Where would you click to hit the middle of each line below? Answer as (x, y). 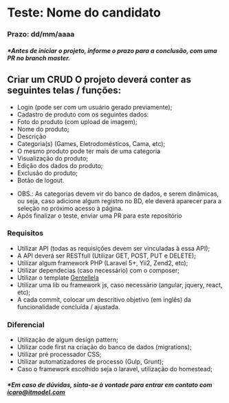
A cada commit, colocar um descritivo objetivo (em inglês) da (104, 299)
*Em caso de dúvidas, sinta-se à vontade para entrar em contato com (110, 384)
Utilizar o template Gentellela (58, 278)
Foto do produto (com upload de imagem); (77, 121)
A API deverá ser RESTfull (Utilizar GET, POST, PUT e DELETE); (106, 256)
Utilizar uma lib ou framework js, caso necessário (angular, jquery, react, (120, 285)
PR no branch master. (39, 58)
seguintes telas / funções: (64, 91)
